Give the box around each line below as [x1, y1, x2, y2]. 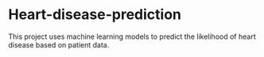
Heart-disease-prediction [8, 6, 181, 24]
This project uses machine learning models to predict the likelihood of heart [8, 32, 256, 41]
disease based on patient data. [8, 40, 110, 49]
